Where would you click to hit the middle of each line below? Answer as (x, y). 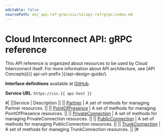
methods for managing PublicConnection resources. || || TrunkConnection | (83, 124)
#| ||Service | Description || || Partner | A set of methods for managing (77, 103)
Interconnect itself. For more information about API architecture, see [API (80, 69)
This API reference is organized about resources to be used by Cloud (76, 63)
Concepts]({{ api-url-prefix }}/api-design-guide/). (56, 74)
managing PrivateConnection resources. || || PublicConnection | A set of (79, 119)
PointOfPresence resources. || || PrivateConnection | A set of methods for (81, 114)
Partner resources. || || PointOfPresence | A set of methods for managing (80, 108)
